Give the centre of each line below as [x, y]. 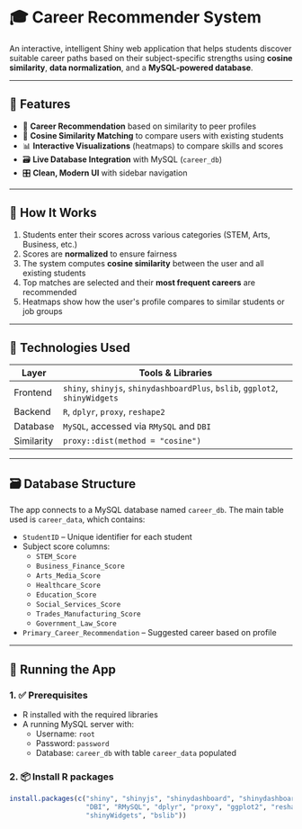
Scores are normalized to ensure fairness [100, 254]
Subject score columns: [66, 546]
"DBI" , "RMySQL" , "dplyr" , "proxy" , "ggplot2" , [177, 807]
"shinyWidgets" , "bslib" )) [136, 815]
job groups [42, 311]
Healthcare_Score [68, 586]
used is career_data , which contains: [77, 519]
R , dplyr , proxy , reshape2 [114, 412]
